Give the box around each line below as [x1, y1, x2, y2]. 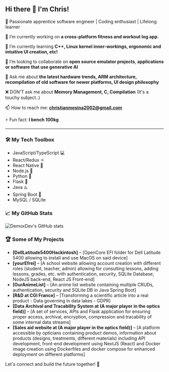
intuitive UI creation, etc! [5, 48, 58, 55]
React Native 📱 [12, 163, 44, 169]
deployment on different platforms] [12, 351, 86, 357]
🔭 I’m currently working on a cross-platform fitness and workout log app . [5, 33, 159, 39]
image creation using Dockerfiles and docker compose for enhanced [12, 346, 155, 352]
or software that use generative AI [5, 64, 78, 70]
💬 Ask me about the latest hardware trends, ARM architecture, [5, 74, 137, 80]
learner [5, 24, 20, 30]
